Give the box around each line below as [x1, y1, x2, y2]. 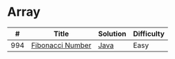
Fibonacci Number [31, 40, 92, 50]
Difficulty [133, 29, 165, 38]
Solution [98, 29, 126, 38]
